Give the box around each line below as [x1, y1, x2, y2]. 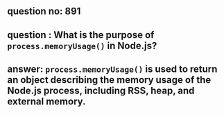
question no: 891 [7, 6, 81, 17]
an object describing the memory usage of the [7, 74, 212, 86]
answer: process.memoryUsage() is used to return [7, 64, 218, 75]
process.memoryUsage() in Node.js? [7, 39, 157, 51]
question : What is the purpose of [7, 29, 155, 41]
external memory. [7, 96, 86, 108]
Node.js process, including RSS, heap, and [7, 85, 195, 97]
